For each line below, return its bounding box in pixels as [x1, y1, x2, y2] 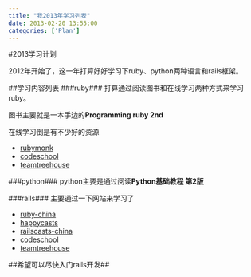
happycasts [19, 218, 58, 228]
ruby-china [19, 209, 57, 220]
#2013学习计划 [8, 49, 57, 59]
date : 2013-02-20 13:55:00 [8, 19, 98, 27]
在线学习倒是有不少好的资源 [8, 127, 100, 137]
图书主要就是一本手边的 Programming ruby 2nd [8, 110, 163, 120]
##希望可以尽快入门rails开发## [8, 260, 110, 270]
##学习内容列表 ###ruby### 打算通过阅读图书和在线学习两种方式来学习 [8, 83, 245, 93]
